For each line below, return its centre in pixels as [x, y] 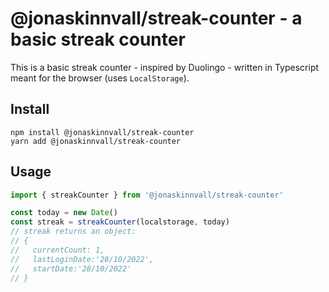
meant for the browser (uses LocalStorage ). [100, 78]
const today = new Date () [64, 213]
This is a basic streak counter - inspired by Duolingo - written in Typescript [165, 67]
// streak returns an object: [73, 232]
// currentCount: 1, [57, 250]
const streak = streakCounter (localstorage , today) [120, 222]
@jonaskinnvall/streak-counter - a [156, 18]
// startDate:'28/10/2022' [71, 268]
